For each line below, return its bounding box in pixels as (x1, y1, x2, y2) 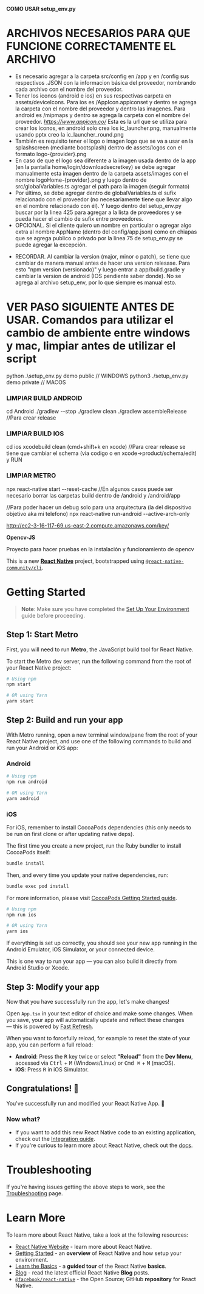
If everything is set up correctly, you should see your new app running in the (6, 939, 197, 947)
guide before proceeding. (21, 612, 85, 619)
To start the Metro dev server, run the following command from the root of (6, 657, 192, 665)
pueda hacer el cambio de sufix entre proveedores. (15, 215, 144, 222)
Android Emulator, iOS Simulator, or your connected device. (6, 946, 155, 953)
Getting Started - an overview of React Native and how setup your (15, 1249, 182, 1257)
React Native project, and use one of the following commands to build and (6, 737, 192, 745)
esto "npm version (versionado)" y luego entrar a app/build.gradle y (15, 265, 185, 273)
